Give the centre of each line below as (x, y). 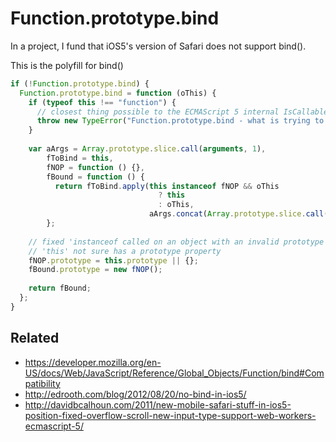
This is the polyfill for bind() (67, 65)
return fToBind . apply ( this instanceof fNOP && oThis (167, 186)
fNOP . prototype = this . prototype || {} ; (113, 260)
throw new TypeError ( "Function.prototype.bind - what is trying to (180, 121)
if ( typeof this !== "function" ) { (102, 102)
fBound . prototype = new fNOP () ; (95, 270)
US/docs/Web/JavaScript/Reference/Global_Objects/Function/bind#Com (174, 373)
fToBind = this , (80, 158)
